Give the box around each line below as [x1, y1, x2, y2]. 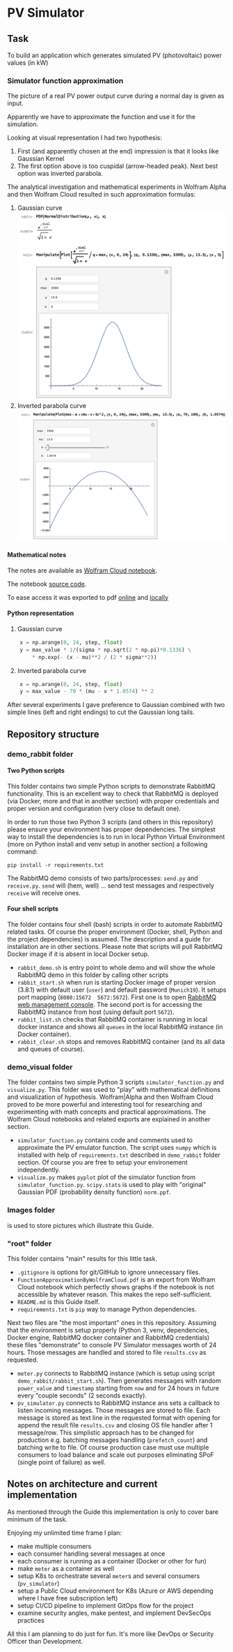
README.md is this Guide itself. [17, 1297, 100, 1305]
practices [17, 1616, 45, 1624]
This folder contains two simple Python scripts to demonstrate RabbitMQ [7, 782, 216, 790]
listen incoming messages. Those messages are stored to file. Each [17, 1406, 211, 1414]
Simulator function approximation [7, 75, 124, 85]
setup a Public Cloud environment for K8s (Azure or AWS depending [17, 1586, 214, 1595]
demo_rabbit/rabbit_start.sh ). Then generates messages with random [17, 1376, 221, 1385]
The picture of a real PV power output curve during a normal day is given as [7, 92, 225, 100]
